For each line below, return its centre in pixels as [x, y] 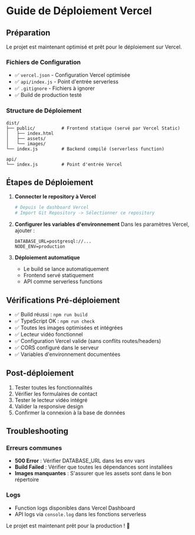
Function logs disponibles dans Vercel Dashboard [75, 508]
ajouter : [25, 231]
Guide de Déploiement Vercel [79, 11]
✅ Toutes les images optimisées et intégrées [69, 328]
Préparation [28, 33]
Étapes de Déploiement [50, 182]
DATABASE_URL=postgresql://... [53, 241]
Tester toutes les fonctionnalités [54, 387]
